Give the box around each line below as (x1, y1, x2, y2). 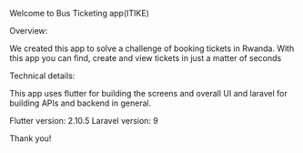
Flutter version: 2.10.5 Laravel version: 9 (9, 116, 159, 126)
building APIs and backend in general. (9, 97, 152, 108)
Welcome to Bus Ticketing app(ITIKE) (9, 8, 150, 18)
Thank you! (9, 133, 52, 144)
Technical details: (9, 70, 76, 81)
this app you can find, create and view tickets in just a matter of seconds (9, 53, 282, 63)
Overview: (9, 25, 48, 36)
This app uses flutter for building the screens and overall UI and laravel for (9, 88, 288, 98)
